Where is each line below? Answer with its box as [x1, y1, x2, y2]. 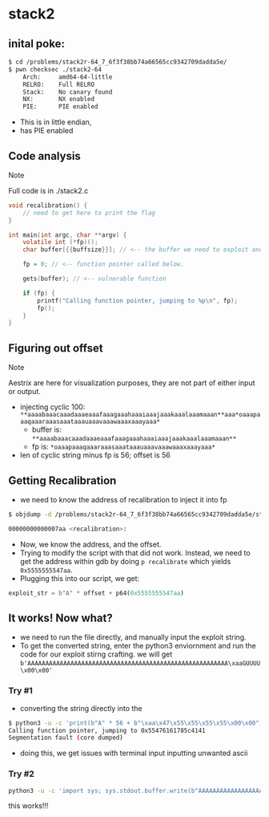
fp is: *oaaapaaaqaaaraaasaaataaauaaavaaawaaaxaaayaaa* [31, 442, 216, 452]
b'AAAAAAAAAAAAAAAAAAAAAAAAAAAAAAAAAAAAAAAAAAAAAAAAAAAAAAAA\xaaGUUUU [19, 660, 261, 668]
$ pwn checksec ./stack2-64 [8, 65, 102, 73]
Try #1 [8, 685, 34, 697]
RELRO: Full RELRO [22, 80, 94, 88]
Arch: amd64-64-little [22, 73, 113, 81]
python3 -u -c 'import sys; [8, 787, 102, 795]
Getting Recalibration [8, 474, 117, 487]
